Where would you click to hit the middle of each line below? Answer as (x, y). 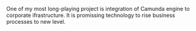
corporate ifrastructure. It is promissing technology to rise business (91, 15)
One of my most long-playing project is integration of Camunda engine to (98, 9)
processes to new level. (36, 22)
